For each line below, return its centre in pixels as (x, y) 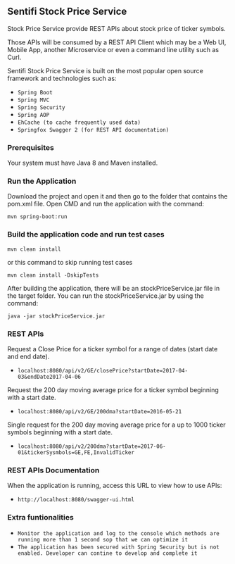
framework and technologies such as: (62, 78)
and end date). (28, 356)
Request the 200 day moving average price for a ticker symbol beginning (113, 390)
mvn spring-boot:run (38, 217)
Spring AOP (33, 115)
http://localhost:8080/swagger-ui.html (76, 500)
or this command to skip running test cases (70, 262)
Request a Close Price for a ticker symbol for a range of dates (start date (113, 349)
